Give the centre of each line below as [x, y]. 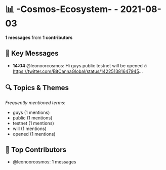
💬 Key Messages [32, 53]
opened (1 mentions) [34, 134]
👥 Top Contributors [36, 150]
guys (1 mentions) [31, 112]
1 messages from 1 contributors [39, 37]
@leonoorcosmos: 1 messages [45, 162]
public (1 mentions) [32, 118]
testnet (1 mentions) [33, 123]
